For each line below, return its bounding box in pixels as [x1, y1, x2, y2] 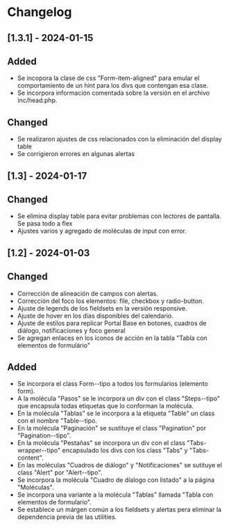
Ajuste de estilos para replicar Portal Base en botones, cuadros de [17, 318, 207, 327]
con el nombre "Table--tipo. [17, 417, 97, 425]
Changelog [7, 4, 72, 20]
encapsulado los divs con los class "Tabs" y [62, 447, 188, 455]
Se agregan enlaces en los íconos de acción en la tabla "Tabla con [17, 334, 207, 342]
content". [17, 453, 44, 462]
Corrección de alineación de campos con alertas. [17, 289, 158, 297]
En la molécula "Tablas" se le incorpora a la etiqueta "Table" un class [17, 409, 215, 418]
